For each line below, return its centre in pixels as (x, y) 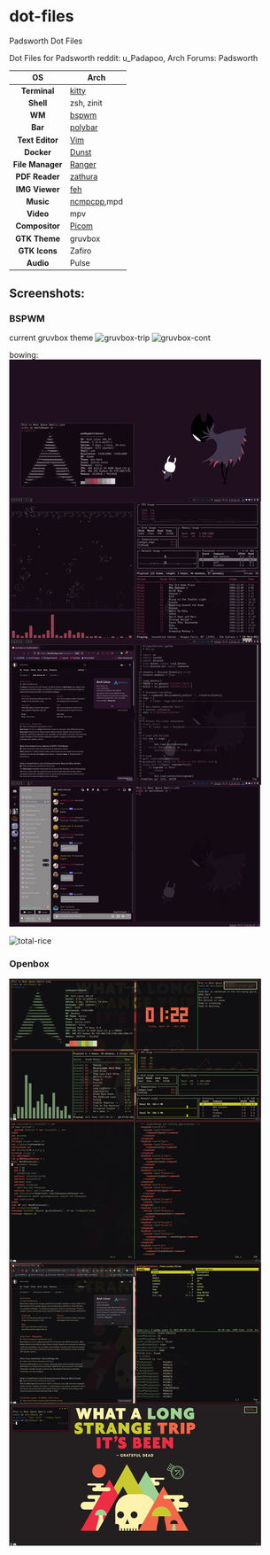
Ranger (83, 165)
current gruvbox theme (51, 338)
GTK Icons (38, 251)
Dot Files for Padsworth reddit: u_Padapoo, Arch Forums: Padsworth (134, 58)
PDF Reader (38, 177)
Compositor (38, 226)
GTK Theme (38, 238)
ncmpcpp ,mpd (96, 201)
